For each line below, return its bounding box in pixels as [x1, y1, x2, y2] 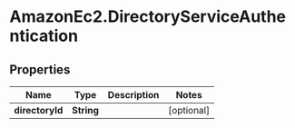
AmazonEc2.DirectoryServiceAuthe [9, 6, 287, 27]
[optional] [167, 104, 211, 116]
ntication [9, 25, 79, 46]
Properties [9, 62, 71, 77]
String [72, 104, 100, 116]
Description [107, 89, 160, 101]
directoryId [14, 104, 64, 116]
